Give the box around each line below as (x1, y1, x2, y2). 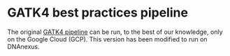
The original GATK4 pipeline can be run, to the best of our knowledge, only (7, 28, 223, 36)
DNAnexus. (7, 42, 40, 50)
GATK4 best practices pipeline (7, 5, 189, 21)
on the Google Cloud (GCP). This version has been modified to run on (7, 35, 208, 43)
